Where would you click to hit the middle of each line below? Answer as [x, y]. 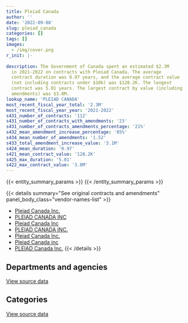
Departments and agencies [57, 267]
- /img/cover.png [33, 50]
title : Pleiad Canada [33, 11]
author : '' [19, 17]
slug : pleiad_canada [31, 28]
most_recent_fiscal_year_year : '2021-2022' [60, 110]
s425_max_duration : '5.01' [39, 160]
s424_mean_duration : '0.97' [41, 149]
